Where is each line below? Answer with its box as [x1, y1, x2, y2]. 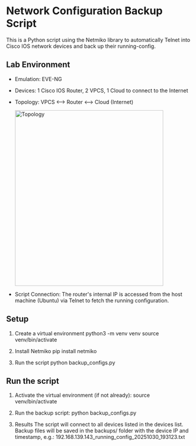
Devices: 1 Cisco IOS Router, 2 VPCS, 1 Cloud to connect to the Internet [14, 87, 188, 94]
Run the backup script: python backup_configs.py [14, 409, 137, 416]
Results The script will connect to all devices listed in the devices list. [14, 421, 184, 428]
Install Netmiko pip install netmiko [14, 347, 97, 354]
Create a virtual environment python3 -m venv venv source [14, 329, 159, 337]
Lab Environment [6, 60, 70, 70]
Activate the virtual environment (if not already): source [14, 392, 150, 399]
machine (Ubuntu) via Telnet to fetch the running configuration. [14, 297, 169, 304]
